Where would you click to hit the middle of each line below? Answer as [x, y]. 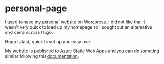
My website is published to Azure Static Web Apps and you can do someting [82, 51]
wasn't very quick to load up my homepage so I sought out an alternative [79, 27]
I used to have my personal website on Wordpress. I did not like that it [75, 22]
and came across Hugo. [29, 32]
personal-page [36, 8]
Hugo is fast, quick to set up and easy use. [48, 41]
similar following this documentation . [42, 56]
